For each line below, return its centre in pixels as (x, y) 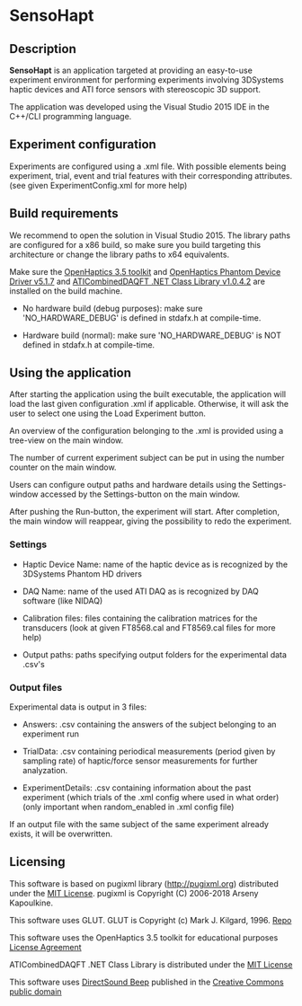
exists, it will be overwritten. (61, 834)
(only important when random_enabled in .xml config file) (128, 807)
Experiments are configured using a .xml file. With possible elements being (148, 166)
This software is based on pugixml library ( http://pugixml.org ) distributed (144, 883)
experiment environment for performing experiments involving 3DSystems (147, 80)
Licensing (37, 862)
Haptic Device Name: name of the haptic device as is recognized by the (155, 564)
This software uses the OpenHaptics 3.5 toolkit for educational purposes (144, 937)
